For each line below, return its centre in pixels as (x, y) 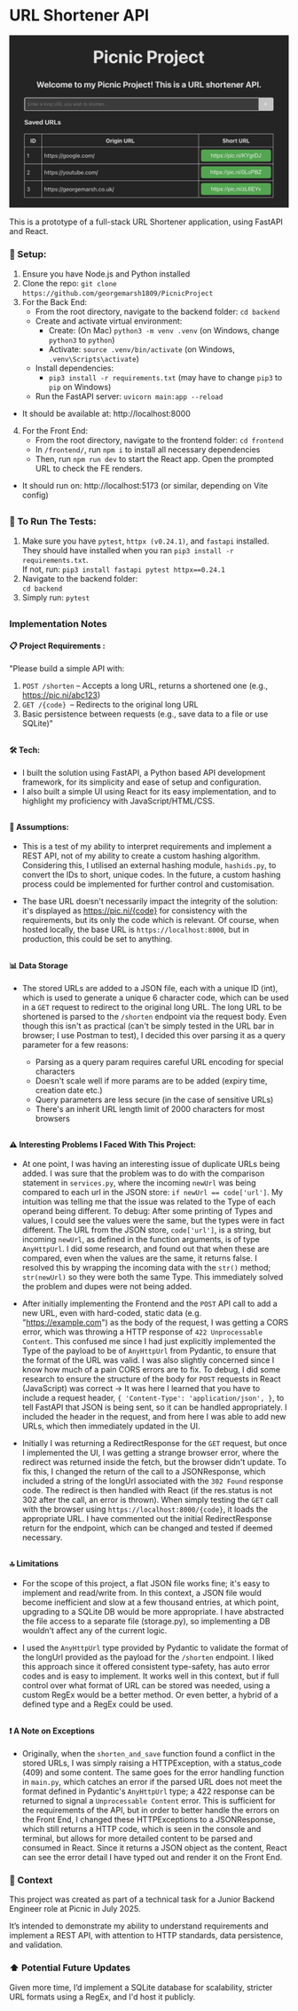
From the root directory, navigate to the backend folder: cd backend (158, 311)
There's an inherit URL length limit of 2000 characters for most (150, 1109)
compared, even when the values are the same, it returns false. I (139, 1258)
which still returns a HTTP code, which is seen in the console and (141, 1829)
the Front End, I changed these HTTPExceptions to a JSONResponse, (149, 1819)
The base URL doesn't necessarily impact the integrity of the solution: (149, 902)
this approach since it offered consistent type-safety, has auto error (146, 1667)
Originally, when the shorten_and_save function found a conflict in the (149, 1754)
